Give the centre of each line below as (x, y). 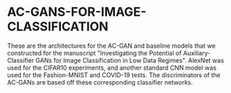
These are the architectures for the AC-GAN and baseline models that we (111, 45)
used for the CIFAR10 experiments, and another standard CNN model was (112, 68)
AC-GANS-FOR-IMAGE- (77, 12)
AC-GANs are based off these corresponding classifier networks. (100, 82)
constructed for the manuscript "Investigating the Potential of (94, 53)
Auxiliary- (197, 53)
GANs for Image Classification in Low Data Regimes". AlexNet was (130, 60)
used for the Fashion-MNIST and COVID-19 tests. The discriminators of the (114, 75)
